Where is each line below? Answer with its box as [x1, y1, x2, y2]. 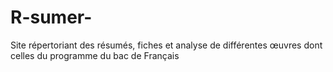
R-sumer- [10, 6, 93, 29]
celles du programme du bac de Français [10, 49, 180, 61]
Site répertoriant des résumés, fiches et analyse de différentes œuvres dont [10, 39, 323, 51]
